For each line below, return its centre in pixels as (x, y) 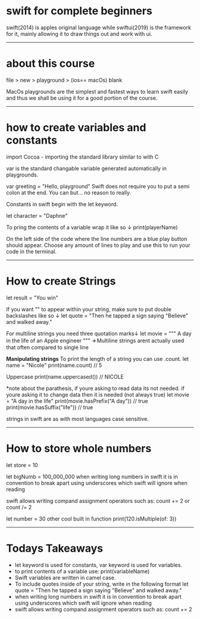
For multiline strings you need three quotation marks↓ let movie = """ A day (99, 333)
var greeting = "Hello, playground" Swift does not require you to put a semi (98, 186)
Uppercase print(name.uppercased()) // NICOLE (65, 376)
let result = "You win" (32, 298)
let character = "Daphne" (37, 215)
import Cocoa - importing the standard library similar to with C (82, 157)
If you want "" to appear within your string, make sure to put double (89, 309)
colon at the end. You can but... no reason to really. (69, 193)
